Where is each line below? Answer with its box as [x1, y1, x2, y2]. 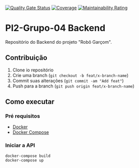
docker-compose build [5, 153, 51, 158]
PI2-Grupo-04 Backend [5, 23, 106, 34]
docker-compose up [5, 157, 44, 163]
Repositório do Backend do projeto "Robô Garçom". [5, 39, 112, 45]
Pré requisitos [5, 113, 40, 120]
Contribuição [5, 53, 48, 62]
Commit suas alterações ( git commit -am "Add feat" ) [12, 77, 124, 83]
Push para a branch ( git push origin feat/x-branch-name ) [12, 83, 134, 89]
